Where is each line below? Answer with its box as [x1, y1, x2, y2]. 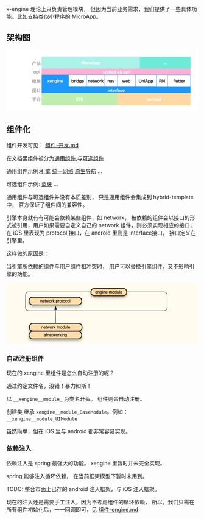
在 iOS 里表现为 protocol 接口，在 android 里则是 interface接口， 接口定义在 [6, 229, 197, 236]
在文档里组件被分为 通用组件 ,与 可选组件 [6, 155, 105, 162]
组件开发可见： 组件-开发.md [6, 142, 79, 149]
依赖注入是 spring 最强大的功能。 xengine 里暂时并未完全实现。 [6, 459, 166, 467]
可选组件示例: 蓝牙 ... [6, 180, 59, 188]
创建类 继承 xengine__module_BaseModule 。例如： [6, 408, 129, 415]
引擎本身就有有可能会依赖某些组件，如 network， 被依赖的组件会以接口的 [6, 214, 190, 221]
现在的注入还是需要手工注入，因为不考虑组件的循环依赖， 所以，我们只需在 [6, 498, 195, 506]
